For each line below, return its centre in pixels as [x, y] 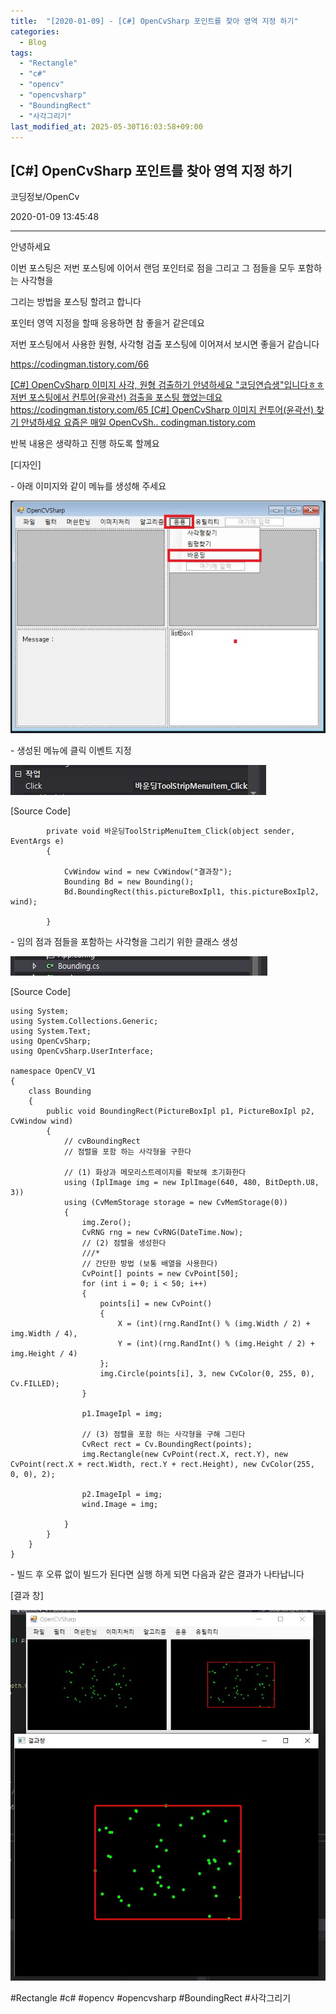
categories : [35, 31]
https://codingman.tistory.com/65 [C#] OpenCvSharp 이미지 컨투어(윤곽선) [162, 410]
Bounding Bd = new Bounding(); [129, 882]
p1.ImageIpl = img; [122, 1414]
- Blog [33, 42]
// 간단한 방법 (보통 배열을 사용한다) [150, 1264]
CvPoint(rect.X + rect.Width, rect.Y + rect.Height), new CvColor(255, [162, 1465]
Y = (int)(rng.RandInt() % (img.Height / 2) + [216, 1344]
